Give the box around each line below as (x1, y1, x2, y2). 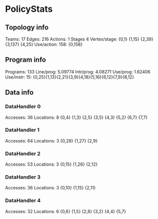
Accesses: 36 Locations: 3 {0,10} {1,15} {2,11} (5, 185, 96, 191)
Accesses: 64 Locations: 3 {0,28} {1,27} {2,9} (5, 138, 98, 144)
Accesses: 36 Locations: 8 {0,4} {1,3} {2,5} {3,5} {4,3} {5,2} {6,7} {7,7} (5, 114, 148, 120)
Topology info (5, 23, 49, 32)
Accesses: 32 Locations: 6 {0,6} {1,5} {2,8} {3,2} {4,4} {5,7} (5, 208, 126, 214)
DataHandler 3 (5, 174, 41, 181)
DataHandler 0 (5, 103, 41, 110)
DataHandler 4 (5, 197, 41, 204)
